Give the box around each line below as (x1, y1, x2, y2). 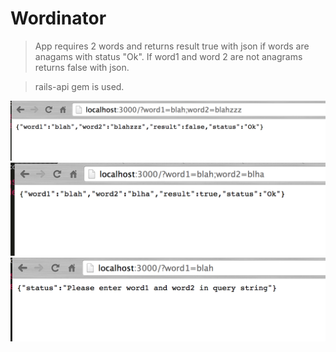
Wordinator (10, 7, 107, 30)
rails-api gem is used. (34, 80, 125, 92)
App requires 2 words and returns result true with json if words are (34, 40, 310, 52)
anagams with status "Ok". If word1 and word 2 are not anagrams (34, 50, 303, 62)
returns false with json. (34, 61, 130, 73)
